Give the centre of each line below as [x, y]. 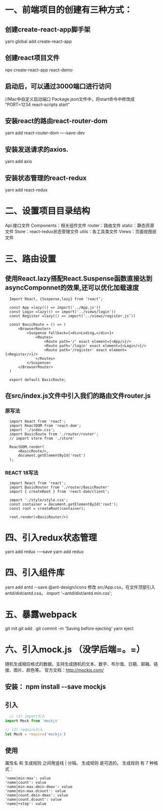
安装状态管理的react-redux [46, 178]
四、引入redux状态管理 [51, 538]
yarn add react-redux [26, 190]
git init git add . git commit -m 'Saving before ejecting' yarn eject [69, 628]
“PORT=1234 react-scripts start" [38, 104]
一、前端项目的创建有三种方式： [69, 10]
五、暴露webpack [41, 615]
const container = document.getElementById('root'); [64, 504]
